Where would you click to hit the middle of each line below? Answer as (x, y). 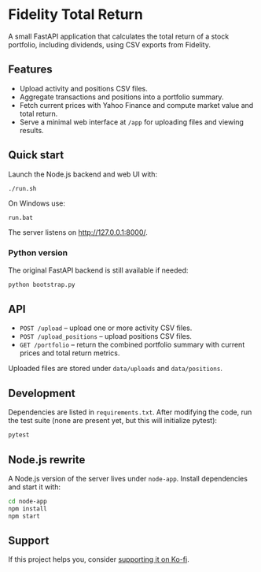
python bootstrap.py (42, 284)
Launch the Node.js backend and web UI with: (83, 174)
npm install (28, 509)
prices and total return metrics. (70, 353)
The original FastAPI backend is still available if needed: (98, 270)
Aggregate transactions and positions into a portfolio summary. (121, 97)
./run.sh (22, 188)
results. (32, 130)
